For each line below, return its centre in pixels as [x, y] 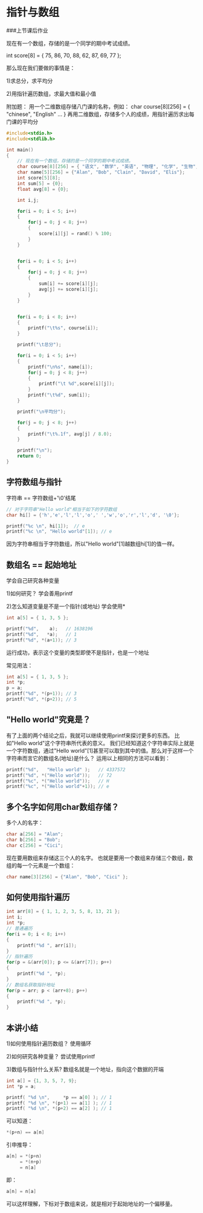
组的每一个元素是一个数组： [41, 865]
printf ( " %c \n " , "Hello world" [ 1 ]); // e [59, 532]
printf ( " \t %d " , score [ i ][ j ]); [76, 384]
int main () [20, 150]
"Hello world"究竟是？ [48, 720]
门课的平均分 [22, 121]
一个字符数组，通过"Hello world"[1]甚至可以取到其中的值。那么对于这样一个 [100, 750]
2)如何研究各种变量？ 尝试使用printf [51, 1056]
